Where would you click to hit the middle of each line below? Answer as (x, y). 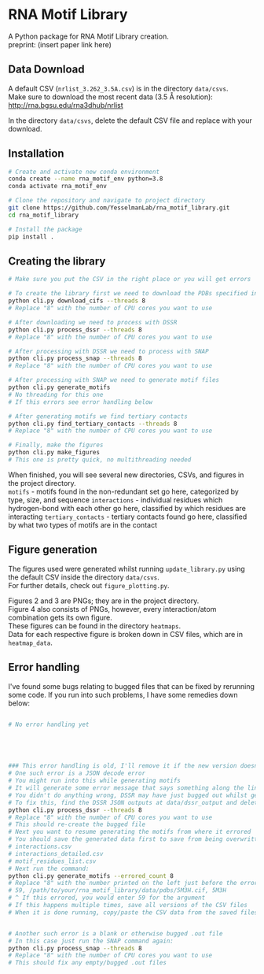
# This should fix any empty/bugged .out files (88, 963)
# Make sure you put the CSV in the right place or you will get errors (130, 280)
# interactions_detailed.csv (56, 854)
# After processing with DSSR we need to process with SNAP (109, 351)
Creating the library (57, 261)
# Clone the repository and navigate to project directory (107, 201)
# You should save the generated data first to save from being (115, 839)
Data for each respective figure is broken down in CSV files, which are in (126, 634)
